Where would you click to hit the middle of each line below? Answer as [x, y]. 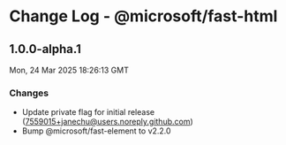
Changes [29, 93]
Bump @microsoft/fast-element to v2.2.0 [96, 131]
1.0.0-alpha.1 [45, 49]
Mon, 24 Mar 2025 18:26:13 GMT [69, 70]
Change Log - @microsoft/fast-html [143, 16]
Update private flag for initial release [88, 112]
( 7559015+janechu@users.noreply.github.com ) [108, 122]
